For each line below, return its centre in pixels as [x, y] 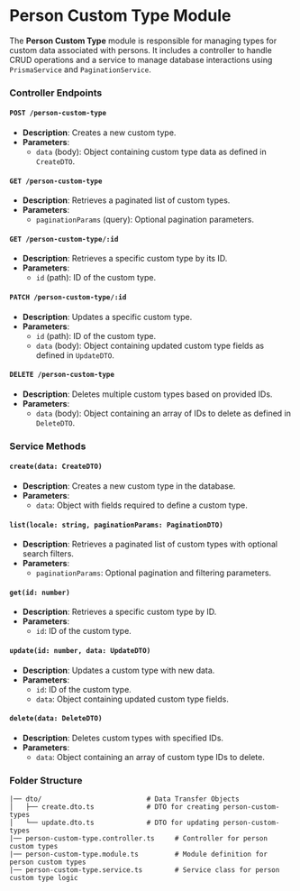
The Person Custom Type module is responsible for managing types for [143, 41]
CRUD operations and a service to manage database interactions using [141, 60]
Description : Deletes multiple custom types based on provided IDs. [147, 394]
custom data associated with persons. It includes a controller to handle [141, 50]
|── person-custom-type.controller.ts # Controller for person [139, 839]
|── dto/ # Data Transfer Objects [125, 799]
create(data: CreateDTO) [56, 467]
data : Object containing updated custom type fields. [132, 699]
